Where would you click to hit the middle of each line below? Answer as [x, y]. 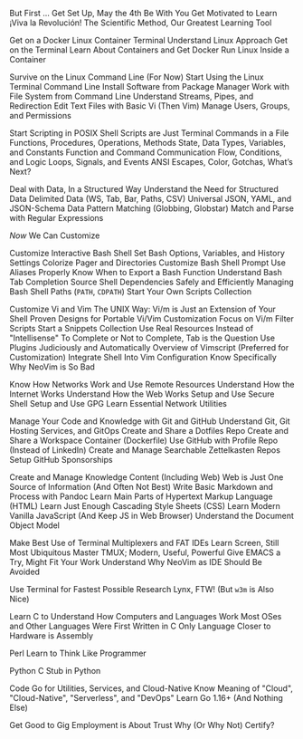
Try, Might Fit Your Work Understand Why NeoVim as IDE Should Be [136, 562]
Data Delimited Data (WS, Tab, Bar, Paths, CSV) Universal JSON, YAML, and [151, 199]
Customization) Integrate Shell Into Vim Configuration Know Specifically [143, 357]
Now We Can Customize [55, 235]
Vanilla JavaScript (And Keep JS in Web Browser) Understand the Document [151, 516]
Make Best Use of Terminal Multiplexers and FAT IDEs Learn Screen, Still [144, 543]
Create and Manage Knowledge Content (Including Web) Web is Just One [147, 477]
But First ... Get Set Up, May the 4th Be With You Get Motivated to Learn [143, 13]
